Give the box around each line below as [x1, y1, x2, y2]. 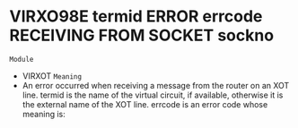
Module [9, 55, 34, 64]
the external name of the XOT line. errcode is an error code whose [22, 98, 268, 109]
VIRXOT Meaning [22, 70, 83, 81]
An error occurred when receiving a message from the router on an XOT [22, 80, 290, 90]
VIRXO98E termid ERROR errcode [9, 6, 263, 27]
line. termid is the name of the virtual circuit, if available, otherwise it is [22, 90, 284, 100]
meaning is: [22, 108, 66, 119]
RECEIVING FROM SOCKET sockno [9, 25, 275, 46]
